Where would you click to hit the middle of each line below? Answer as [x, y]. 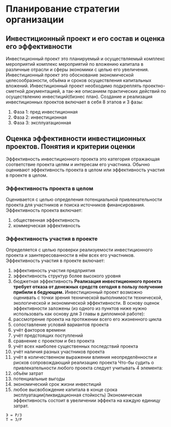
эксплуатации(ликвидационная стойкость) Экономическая [77, 395]
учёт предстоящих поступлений [48, 336]
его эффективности [39, 46]
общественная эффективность [47, 220]
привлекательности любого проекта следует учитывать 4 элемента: [88, 368]
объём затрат [28, 373]
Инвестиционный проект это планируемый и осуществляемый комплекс [85, 59]
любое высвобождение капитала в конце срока [65, 390]
